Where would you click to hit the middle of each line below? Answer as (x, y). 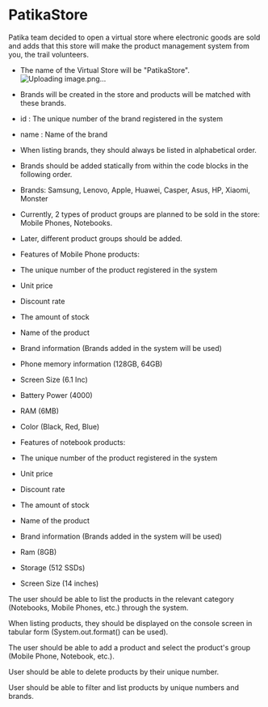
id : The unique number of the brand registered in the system (121, 118)
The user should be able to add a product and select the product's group (130, 647)
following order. (46, 174)
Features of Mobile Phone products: (80, 254)
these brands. (43, 103)
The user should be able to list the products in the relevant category (121, 599)
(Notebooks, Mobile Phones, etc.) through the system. (98, 608)
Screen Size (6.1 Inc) (54, 379)
